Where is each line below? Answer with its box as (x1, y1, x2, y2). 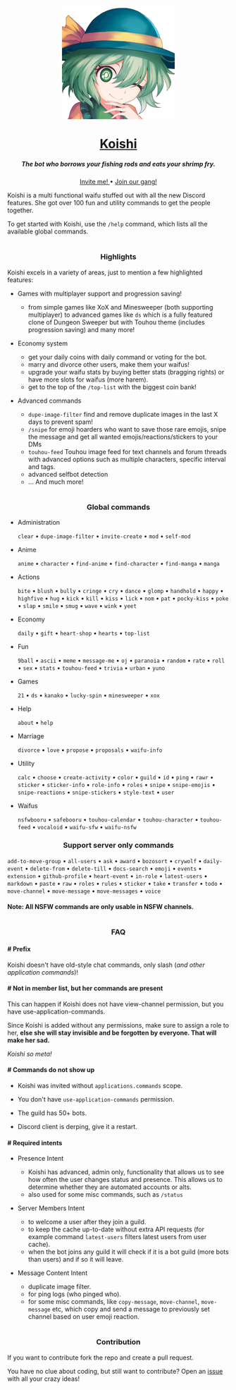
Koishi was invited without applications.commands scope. (17, 1081, 183, 1090)
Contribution (96, 1337, 141, 1347)
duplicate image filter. (27, 1283, 92, 1291)
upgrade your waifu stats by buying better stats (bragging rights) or (27, 367, 225, 376)
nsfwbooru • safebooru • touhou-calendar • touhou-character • (17, 815, 199, 824)
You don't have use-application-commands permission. (17, 1095, 175, 1103)
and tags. (27, 462, 56, 471)
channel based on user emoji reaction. (27, 1312, 139, 1321)
